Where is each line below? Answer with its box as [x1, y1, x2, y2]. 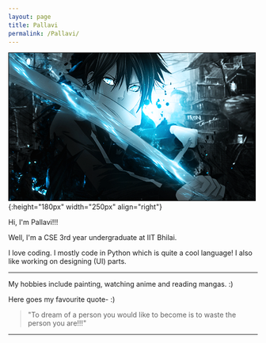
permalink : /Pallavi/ [8, 29, 80, 37]
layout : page [8, 13, 51, 21]
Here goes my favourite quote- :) [8, 295, 116, 304]
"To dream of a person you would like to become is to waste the [27, 310, 237, 320]
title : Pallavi [8, 21, 59, 29]
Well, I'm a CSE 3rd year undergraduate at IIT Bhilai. [8, 233, 177, 242]
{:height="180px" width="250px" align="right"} [8, 202, 162, 212]
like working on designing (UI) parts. [8, 257, 127, 266]
